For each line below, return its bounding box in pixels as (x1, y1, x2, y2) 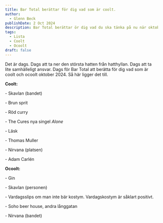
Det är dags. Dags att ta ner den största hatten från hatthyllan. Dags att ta (5, 61, 152, 67)
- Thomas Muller (5, 137, 38, 143)
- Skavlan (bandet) (5, 90, 43, 96)
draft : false (5, 48, 32, 52)
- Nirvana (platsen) (5, 147, 43, 153)
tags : (5, 30, 16, 34)
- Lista (9, 34, 25, 39)
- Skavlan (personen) (5, 184, 48, 190)
